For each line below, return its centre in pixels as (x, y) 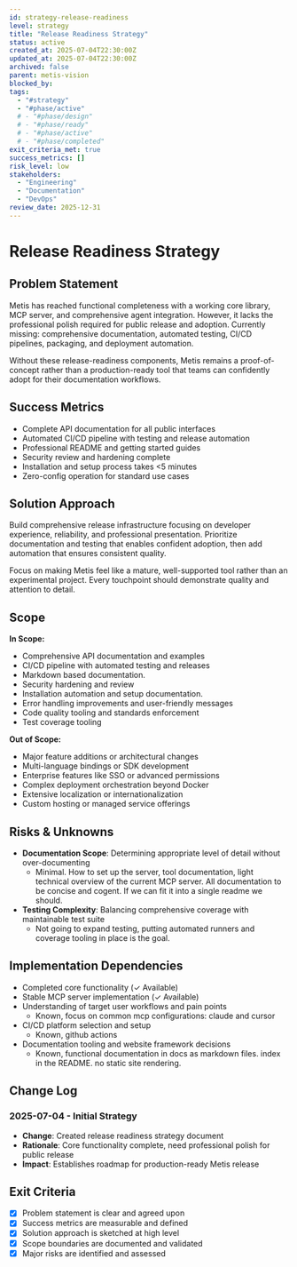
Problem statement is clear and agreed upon (103, 1213)
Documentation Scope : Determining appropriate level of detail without (151, 853)
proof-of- (258, 360)
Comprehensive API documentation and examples (113, 656)
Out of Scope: (35, 739)
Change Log (43, 1091)
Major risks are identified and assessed (94, 1253)
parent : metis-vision (49, 76)
